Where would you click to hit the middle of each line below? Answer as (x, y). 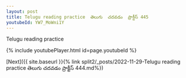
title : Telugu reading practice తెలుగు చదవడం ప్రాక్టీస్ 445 (77, 17)
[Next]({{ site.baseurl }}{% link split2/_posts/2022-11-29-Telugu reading (93, 62)
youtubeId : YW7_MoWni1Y (35, 22)
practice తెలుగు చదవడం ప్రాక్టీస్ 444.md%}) (55, 68)
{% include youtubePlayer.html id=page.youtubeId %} (72, 50)
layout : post (22, 11)
